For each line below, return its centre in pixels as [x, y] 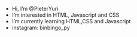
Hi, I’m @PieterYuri [35, 9]
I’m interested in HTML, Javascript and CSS [66, 15]
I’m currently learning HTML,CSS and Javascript [71, 21]
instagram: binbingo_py [41, 27]
